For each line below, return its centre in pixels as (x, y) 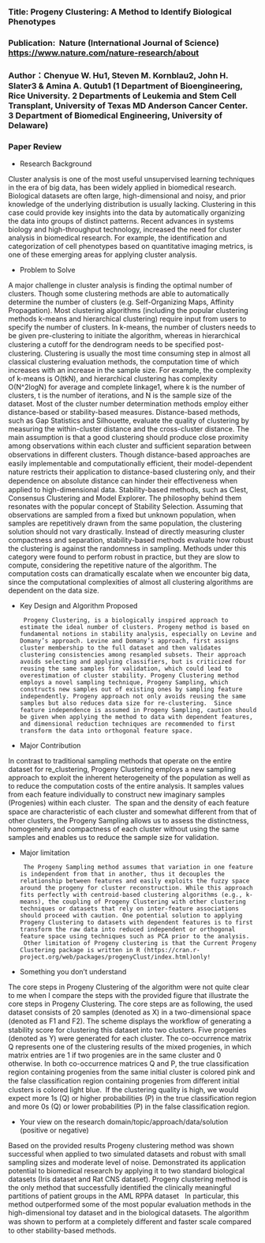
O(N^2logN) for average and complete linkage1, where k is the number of (127, 387)
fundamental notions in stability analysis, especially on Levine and (138, 635)
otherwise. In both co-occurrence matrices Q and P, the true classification (129, 1064)
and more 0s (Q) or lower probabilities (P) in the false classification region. (129, 1107)
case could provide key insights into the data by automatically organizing (127, 213)
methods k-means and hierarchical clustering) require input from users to (127, 319)
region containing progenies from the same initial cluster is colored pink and (132, 1072)
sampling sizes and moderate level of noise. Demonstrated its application (127, 1162)
